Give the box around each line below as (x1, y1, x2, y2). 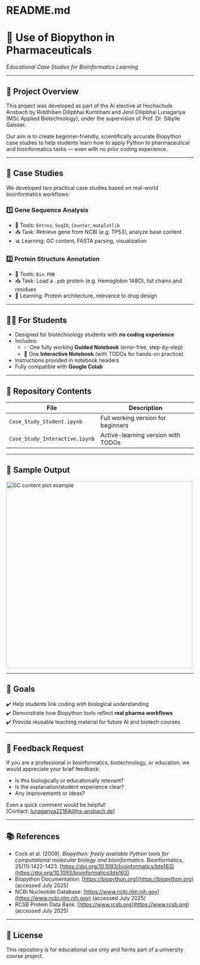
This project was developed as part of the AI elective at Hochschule (6, 102, 173, 109)
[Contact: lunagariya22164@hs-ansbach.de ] (6, 807, 115, 815)
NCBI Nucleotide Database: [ (14, 888, 86, 896)
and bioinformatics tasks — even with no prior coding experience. (6, 145, 168, 152)
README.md (6, 4, 71, 17)
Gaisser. (6, 121, 27, 128)
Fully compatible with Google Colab (14, 363, 103, 370)
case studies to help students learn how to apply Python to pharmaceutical (6, 139, 190, 146)
